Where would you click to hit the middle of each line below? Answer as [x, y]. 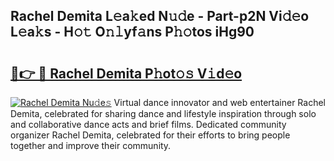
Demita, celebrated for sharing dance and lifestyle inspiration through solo [163, 113]
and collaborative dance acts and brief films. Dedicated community [148, 124]
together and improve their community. [91, 145]
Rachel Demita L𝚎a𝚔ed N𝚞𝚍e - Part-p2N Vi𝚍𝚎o [160, 16]
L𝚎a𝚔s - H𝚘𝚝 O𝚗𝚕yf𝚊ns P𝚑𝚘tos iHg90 [132, 32]
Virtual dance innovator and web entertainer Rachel [219, 102]
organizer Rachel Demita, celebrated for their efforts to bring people [150, 135]
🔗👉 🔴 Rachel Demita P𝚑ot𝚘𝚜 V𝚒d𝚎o [126, 73]
